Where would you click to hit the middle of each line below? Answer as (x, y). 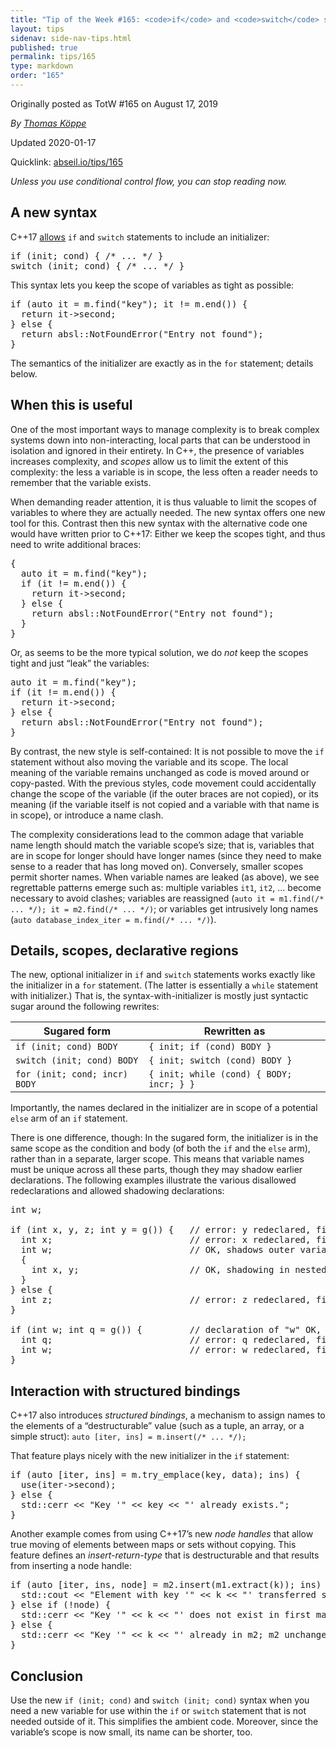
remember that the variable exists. (81, 482)
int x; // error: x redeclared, (166, 1240)
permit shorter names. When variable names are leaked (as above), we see (165, 877)
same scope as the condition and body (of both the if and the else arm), (160, 1148)
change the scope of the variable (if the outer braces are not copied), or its (164, 793)
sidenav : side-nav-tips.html (71, 38)
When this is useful (71, 405)
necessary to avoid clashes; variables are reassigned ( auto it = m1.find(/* (167, 898)
